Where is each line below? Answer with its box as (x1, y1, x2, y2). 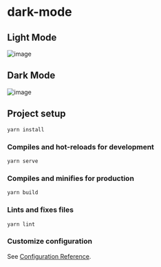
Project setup (7, 108, 67, 120)
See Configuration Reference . (7, 252, 92, 260)
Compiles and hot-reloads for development (7, 142, 155, 151)
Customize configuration (7, 237, 93, 246)
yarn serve (7, 158, 39, 164)
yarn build (7, 189, 39, 196)
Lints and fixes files (7, 205, 74, 215)
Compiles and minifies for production (7, 173, 134, 183)
